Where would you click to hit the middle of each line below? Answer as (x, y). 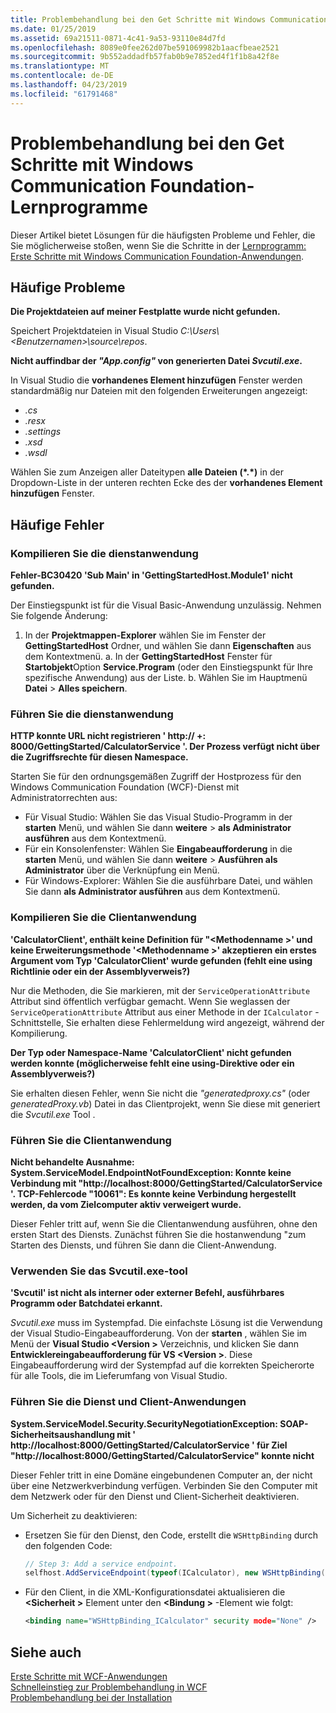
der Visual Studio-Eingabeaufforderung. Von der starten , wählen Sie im (159, 1333)
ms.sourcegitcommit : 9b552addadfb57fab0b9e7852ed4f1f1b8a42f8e (145, 57)
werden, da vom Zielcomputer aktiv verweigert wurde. (126, 1204)
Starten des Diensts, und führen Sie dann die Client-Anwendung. (143, 1245)
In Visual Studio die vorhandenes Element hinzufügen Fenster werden (156, 380)
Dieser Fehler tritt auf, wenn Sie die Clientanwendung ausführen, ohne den (164, 1223)
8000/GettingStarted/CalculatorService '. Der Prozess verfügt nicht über (165, 747)
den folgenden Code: (68, 1545)
